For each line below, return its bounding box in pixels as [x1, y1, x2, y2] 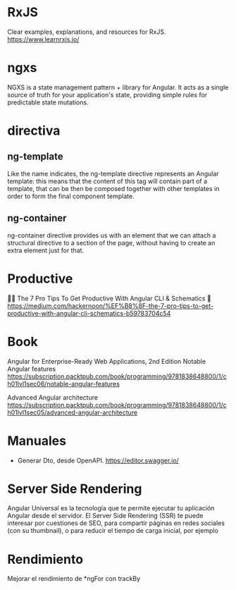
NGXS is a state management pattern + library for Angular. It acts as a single [7, 82, 229, 92]
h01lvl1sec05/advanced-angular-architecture [7, 408, 138, 417]
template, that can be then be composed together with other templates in [7, 184, 220, 192]
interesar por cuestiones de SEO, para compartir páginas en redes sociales [7, 519, 225, 527]
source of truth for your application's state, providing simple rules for [7, 90, 208, 99]
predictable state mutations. [7, 98, 89, 106]
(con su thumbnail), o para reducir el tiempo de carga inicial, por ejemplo [7, 527, 218, 535]
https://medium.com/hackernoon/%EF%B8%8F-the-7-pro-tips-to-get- [7, 301, 213, 310]
